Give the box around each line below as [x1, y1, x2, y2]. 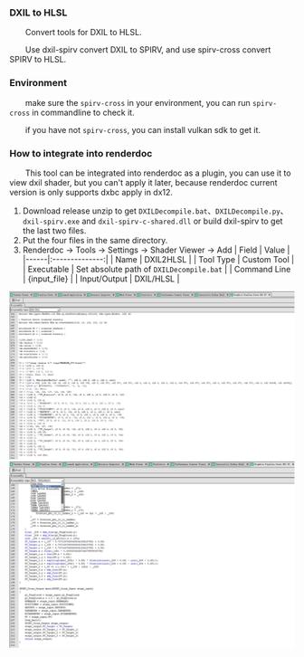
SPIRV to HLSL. [9, 54, 67, 65]
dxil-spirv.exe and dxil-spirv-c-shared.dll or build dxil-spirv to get [22, 215, 283, 226]
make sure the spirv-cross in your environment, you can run [25, 97, 251, 108]
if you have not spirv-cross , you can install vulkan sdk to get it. [25, 124, 261, 135]
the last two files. [22, 224, 87, 236]
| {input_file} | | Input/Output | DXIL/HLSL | [22, 273, 180, 284]
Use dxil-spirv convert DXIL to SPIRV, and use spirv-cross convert [25, 44, 271, 55]
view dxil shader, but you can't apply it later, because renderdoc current [9, 176, 278, 187]
